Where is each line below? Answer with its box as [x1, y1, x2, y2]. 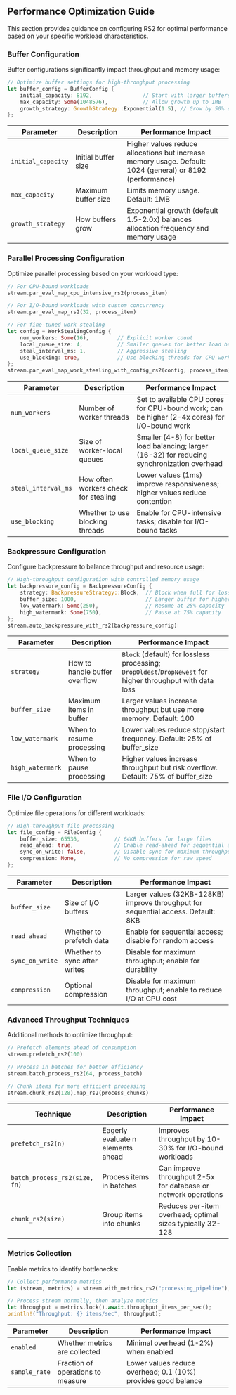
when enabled [126, 1347, 173, 1357]
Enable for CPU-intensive [136, 508, 221, 518]
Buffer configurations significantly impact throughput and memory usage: [7, 65, 220, 74]
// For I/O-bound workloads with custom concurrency [7, 302, 165, 309]
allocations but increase [126, 148, 206, 157]
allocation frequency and [126, 223, 209, 233]
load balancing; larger [136, 441, 209, 451]
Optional [64, 980, 93, 990]
